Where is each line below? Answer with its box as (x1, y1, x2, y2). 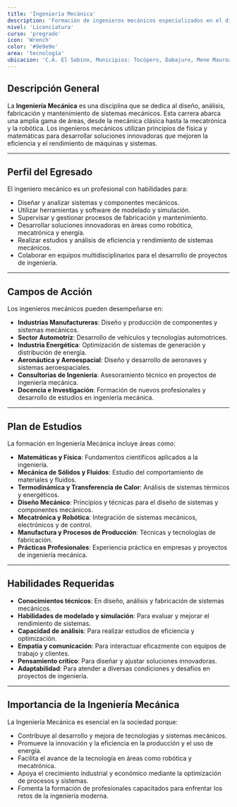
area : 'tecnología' (7, 50, 65, 57)
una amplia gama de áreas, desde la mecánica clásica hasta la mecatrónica (7, 116, 227, 124)
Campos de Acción (7, 286, 93, 298)
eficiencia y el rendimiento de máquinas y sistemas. (7, 139, 157, 147)
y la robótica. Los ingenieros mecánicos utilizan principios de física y (7, 124, 208, 132)
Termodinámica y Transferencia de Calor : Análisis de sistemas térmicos (17, 483, 230, 492)
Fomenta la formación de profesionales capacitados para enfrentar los (17, 784, 223, 792)
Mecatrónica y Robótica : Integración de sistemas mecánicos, (17, 513, 197, 521)
